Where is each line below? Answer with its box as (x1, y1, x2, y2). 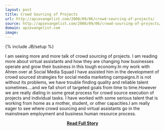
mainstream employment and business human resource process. (5, 111, 137, 116)
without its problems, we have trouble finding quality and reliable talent (5, 79, 149, 85)
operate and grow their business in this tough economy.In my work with (5, 64, 150, 69)
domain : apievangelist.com (5, 26, 60, 31)
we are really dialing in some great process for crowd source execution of (5, 90, 154, 96)
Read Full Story (66, 120, 99, 126)
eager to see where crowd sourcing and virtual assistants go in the (5, 105, 140, 111)
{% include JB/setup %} (5, 44, 54, 49)
